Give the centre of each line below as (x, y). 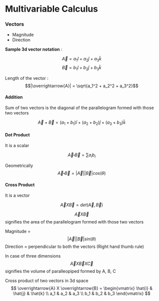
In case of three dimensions (33, 256)
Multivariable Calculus (52, 9)
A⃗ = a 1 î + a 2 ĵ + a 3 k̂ (82, 59)
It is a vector (18, 195)
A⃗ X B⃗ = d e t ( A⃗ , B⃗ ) (82, 205)
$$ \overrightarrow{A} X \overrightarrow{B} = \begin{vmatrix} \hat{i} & (82, 288)
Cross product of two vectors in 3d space (47, 281)
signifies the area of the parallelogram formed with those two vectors (74, 222)
